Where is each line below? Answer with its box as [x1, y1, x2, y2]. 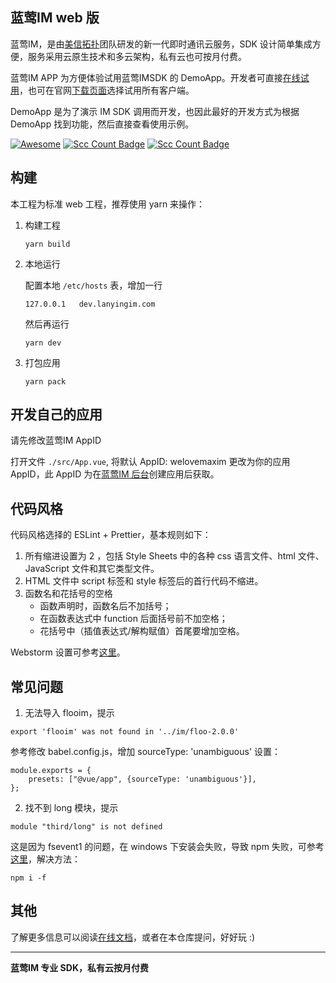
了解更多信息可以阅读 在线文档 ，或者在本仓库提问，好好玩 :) [10, 931, 256, 943]
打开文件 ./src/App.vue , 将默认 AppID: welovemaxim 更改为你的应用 [10, 456, 291, 468]
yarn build [24, 239, 71, 249]
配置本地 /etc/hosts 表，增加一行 [24, 279, 163, 291]
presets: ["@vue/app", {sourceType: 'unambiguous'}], [28, 774, 257, 785]
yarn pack [24, 376, 67, 387]
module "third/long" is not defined [10, 822, 163, 832]
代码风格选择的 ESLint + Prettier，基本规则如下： [10, 529, 212, 541]
